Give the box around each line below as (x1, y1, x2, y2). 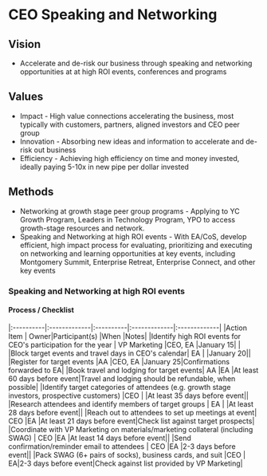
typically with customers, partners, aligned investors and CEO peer (19, 120, 241, 129)
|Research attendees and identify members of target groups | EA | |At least (8, 399, 253, 408)
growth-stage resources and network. (19, 223, 145, 233)
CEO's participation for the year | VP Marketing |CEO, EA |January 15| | (8, 340, 241, 349)
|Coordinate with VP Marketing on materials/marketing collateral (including (8, 424, 253, 434)
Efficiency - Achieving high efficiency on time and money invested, (19, 153, 240, 163)
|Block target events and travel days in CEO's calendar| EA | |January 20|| (8, 348, 251, 358)
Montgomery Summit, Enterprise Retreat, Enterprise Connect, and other (19, 257, 256, 266)
